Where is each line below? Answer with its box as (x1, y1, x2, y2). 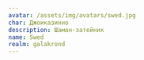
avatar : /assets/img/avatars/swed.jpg (8, 11, 136, 19)
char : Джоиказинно (8, 19, 69, 26)
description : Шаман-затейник (8, 26, 104, 34)
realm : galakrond (8, 41, 66, 48)
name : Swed (8, 33, 44, 41)
